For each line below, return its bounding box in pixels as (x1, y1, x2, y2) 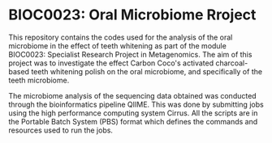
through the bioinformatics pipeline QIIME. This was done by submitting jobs (8, 99, 264, 109)
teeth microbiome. (8, 75, 70, 85)
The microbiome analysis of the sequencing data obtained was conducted (8, 90, 257, 100)
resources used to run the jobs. (8, 125, 114, 135)
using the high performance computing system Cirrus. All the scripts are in (8, 107, 258, 118)
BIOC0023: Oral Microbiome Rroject (8, 6, 257, 24)
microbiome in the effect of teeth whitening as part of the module (8, 40, 227, 50)
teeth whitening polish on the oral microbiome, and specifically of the (31, 66, 262, 76)
